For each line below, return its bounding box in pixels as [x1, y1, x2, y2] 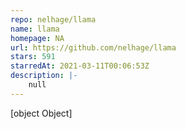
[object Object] [10, 107, 73, 119]
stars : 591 [10, 52, 56, 62]
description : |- [10, 71, 78, 81]
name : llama [10, 24, 60, 34]
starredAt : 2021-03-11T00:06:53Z [10, 61, 150, 71]
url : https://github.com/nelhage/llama [10, 42, 177, 53]
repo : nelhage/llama [10, 14, 97, 25]
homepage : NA [10, 33, 65, 43]
